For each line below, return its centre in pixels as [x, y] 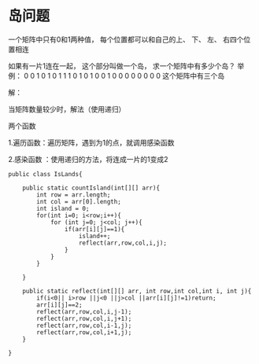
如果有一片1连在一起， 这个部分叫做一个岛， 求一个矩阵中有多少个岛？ [122, 66]
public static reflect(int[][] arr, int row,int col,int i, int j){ [137, 291]
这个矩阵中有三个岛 [194, 75]
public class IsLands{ [45, 174]
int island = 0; [63, 208]
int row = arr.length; [74, 195]
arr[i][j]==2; [59, 305]
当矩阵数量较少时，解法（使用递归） [67, 109]
